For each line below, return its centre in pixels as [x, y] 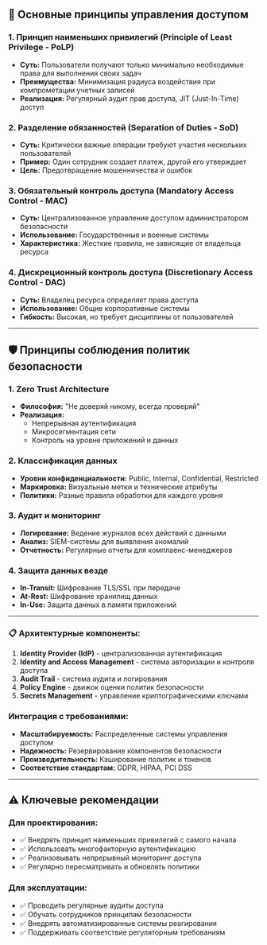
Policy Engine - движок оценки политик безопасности [112, 687]
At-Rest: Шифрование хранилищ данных [89, 597]
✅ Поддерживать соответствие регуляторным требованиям [122, 932]
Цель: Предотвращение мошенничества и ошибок [106, 170]
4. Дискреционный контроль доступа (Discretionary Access [131, 273]
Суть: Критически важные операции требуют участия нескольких [133, 145]
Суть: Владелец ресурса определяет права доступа [109, 300]
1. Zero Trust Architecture [59, 389]
